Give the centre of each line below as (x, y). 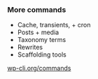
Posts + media (38, 32)
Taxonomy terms (42, 40)
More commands (37, 10)
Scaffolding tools (42, 55)
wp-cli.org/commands (39, 69)
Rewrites (30, 48)
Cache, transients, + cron (54, 25)
